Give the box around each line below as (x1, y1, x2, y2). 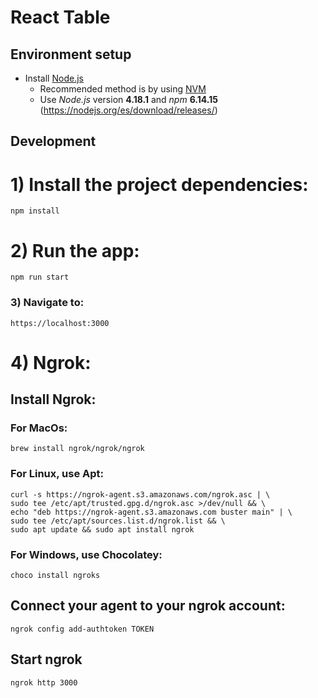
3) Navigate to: (10, 296, 85, 310)
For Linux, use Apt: (10, 467, 105, 481)
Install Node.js (24, 72, 84, 84)
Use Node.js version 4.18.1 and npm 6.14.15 (39, 94, 218, 105)
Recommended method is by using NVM (39, 83, 207, 95)
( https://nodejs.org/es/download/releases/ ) (39, 104, 218, 116)
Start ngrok (10, 651, 83, 668)
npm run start (10, 272, 70, 283)
